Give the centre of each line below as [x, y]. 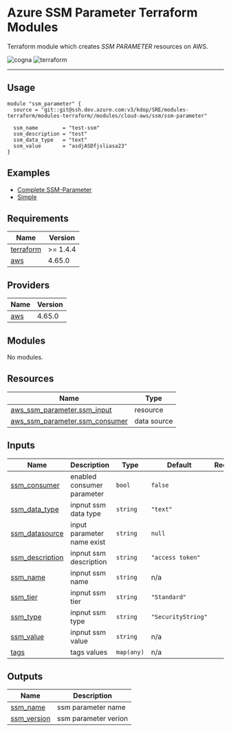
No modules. [25, 357]
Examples [29, 173]
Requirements [38, 218]
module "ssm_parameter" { [44, 104]
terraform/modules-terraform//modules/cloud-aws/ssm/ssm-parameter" [107, 116]
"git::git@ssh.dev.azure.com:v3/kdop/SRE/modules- [115, 109]
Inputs [21, 446]
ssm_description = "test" [51, 134]
